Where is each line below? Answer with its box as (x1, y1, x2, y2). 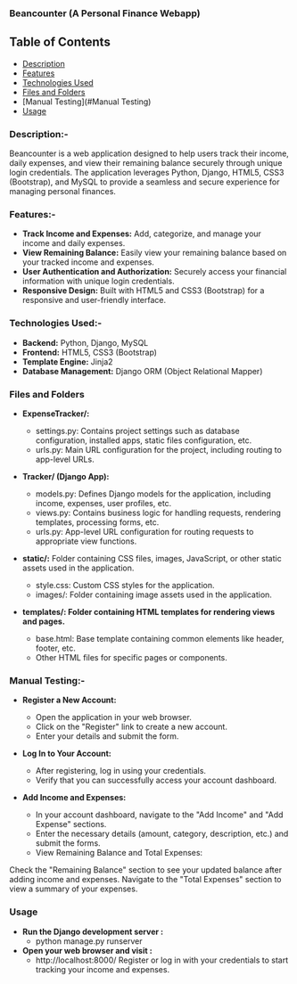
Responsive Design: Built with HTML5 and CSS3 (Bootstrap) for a (21, 285, 265, 296)
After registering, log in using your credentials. (35, 766, 207, 776)
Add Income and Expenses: (21, 792, 127, 803)
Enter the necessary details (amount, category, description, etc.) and (35, 828, 289, 840)
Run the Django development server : (21, 926, 163, 937)
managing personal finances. (9, 186, 116, 197)
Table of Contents (9, 35, 111, 50)
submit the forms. (35, 838, 101, 849)
